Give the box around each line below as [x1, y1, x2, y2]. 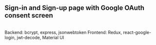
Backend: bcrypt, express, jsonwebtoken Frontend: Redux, [4, 29, 122, 35]
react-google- [123, 29, 152, 35]
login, [4, 34, 16, 40]
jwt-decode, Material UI [17, 34, 64, 40]
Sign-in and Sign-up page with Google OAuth [4, 4, 145, 12]
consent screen [4, 12, 53, 20]
